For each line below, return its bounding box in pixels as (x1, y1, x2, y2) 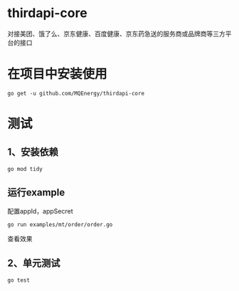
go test (7, 276, 31, 284)
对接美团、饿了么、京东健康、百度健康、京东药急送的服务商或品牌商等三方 (7, 29, 225, 38)
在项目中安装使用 (7, 66, 108, 83)
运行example (7, 186, 65, 199)
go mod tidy (7, 165, 43, 172)
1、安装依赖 (7, 146, 59, 158)
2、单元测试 (7, 258, 60, 270)
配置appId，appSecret (7, 206, 73, 215)
